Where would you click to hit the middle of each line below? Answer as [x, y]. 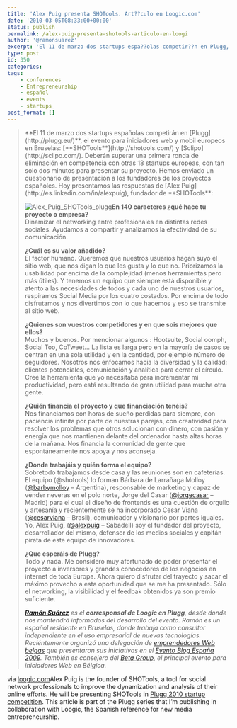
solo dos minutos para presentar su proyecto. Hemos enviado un [119, 170]
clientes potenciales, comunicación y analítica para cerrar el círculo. [124, 370]
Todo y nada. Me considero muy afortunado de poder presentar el [121, 561]
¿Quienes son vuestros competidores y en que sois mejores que [121, 324]
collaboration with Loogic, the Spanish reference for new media [100, 709]
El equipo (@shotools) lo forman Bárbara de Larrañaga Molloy [115, 479]
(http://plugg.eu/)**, [53, 140]
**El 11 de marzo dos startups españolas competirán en [106, 132]
